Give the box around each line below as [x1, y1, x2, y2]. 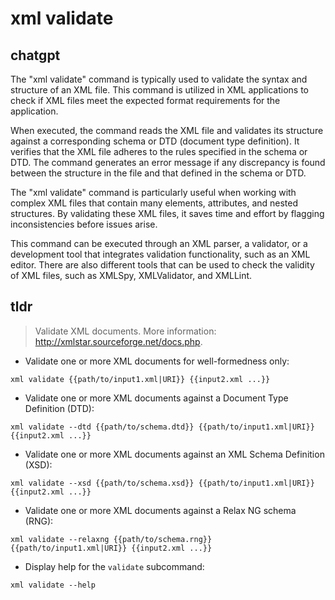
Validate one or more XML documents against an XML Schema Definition [24, 448, 325, 460]
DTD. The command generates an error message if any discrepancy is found [10, 157, 326, 168]
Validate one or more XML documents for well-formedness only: [24, 355, 290, 367]
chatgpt [10, 47, 61, 64]
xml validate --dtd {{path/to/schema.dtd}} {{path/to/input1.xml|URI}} [10, 422, 315, 432]
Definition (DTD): [24, 402, 95, 414]
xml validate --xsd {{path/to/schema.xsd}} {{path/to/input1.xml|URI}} [10, 478, 315, 488]
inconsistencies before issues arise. [10, 218, 158, 230]
